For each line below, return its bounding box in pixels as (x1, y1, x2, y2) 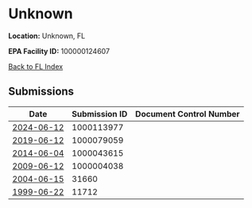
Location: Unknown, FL (8, 31, 86, 40)
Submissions (8, 85, 74, 98)
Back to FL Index (8, 61, 64, 71)
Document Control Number (134, 108, 240, 119)
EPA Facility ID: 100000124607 (8, 46, 110, 56)
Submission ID (71, 108, 128, 119)
